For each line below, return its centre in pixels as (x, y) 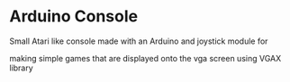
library (21, 68)
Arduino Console (73, 16)
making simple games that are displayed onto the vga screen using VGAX (145, 58)
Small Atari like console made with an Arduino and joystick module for (139, 41)
